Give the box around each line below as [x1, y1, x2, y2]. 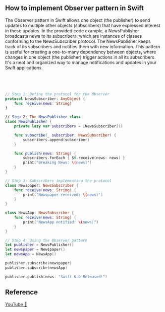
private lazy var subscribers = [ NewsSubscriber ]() [14, 124, 123, 129]
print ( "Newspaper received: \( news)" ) [23, 192, 103, 197]
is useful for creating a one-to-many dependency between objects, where [5, 49, 156, 55]
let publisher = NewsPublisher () [5, 242, 74, 247]
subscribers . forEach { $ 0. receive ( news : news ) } [23, 156, 125, 160]
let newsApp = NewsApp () [5, 252, 56, 257]
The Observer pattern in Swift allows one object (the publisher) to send [5, 17, 150, 23]
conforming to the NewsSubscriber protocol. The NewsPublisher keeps [5, 38, 151, 44]
